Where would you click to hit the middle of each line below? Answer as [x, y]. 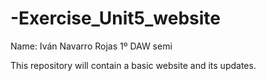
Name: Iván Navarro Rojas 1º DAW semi [91, 46]
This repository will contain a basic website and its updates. [133, 65]
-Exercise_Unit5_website [116, 18]
